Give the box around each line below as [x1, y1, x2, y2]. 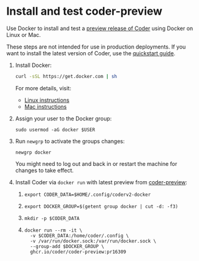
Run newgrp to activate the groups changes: [15, 137, 125, 145]
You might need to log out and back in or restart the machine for [15, 160, 178, 167]
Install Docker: [15, 61, 52, 69]
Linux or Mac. [6, 31, 41, 38]
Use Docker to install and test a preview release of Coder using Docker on [6, 25, 193, 32]
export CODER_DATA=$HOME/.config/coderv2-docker [24, 192, 151, 198]
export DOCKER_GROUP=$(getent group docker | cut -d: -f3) [24, 203, 179, 209]
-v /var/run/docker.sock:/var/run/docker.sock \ [29, 238, 157, 244]
